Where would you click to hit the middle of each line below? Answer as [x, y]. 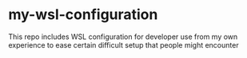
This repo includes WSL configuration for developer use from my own [123, 37]
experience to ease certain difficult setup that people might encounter [124, 44]
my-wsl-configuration [83, 15]
